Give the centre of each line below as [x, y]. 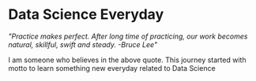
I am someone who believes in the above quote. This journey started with [127, 60]
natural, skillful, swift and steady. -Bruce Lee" [83, 44]
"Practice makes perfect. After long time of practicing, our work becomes [128, 36]
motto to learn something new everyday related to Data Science [112, 68]
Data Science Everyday [86, 15]
